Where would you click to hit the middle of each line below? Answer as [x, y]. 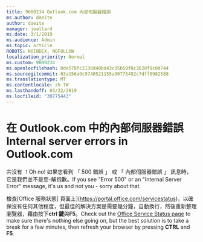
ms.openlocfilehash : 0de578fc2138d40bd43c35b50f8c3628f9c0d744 [88, 68]
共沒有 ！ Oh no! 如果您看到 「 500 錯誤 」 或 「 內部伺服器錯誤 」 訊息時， [99, 172]
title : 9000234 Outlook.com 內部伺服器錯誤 [59, 12]
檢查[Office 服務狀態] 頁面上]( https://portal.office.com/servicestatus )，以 [97, 198]
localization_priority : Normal [46, 57]
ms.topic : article [29, 46]
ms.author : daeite [29, 18]
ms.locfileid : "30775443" [39, 96]
